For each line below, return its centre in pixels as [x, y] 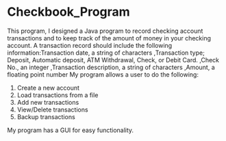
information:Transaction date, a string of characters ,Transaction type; [106, 53]
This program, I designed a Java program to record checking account [105, 31]
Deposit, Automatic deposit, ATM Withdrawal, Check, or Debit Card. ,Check [113, 60]
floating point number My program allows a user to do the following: [103, 74]
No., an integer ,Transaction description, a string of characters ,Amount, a [111, 67]
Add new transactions [48, 102]
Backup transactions [46, 116]
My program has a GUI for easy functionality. [71, 130]
